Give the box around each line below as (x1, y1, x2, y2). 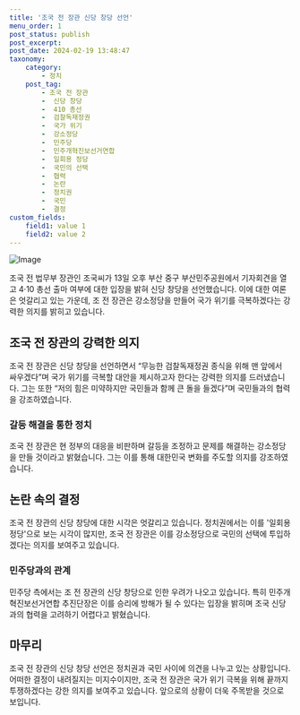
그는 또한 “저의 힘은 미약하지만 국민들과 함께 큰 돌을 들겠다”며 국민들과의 (21, 383, 274, 394)
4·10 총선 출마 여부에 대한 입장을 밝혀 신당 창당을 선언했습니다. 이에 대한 (18, 284, 270, 295)
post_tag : (25, 80, 63, 89)
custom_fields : (9, 212, 66, 222)
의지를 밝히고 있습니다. (25, 306, 106, 317)
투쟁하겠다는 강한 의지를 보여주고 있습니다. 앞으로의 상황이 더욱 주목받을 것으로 (9, 685, 285, 696)
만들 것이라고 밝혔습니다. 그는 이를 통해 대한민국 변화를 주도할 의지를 (18, 452, 258, 462)
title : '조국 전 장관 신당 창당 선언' (9, 13, 133, 22)
